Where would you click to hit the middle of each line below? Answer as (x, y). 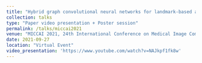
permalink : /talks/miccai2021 (44, 28)
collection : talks (29, 17)
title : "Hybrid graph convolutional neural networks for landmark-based (99, 12)
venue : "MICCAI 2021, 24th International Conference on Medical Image (96, 34)
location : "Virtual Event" (40, 46)
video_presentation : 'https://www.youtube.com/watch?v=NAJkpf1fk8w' (94, 51)
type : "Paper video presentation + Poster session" (72, 23)
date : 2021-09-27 (28, 40)
